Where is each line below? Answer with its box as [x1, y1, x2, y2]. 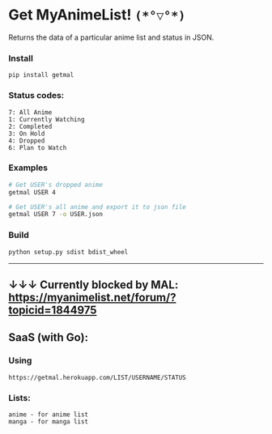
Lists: [8, 392, 31, 403]
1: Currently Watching [8, 115, 85, 123]
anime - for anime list [8, 411, 89, 419]
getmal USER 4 [8, 188, 57, 196]
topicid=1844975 [8, 303, 97, 317]
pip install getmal [8, 71, 74, 79]
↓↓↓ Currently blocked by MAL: [8, 278, 179, 291]
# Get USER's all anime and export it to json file [8, 202, 186, 211]
